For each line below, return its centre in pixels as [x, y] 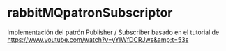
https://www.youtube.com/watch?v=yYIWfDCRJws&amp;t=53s [98, 39]
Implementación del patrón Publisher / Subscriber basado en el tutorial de [113, 32]
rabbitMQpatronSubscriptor [90, 13]
